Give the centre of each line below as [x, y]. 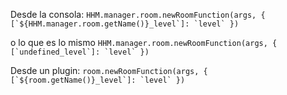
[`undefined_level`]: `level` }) [80, 52]
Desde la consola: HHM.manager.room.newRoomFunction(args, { [138, 14]
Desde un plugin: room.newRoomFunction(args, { [109, 70]
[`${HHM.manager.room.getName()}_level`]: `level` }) [125, 24]
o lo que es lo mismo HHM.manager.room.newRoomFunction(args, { [144, 42]
